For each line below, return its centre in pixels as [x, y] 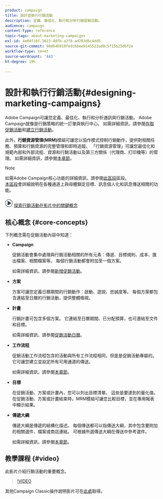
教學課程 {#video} [32, 459]
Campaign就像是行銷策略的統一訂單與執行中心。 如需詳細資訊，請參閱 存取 [80, 124]
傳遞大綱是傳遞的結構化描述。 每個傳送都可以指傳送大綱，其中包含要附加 [85, 425]
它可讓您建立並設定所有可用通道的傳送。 [52, 362]
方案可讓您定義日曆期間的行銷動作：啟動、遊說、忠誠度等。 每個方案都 [83, 292]
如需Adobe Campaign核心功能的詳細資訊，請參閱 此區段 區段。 [67, 178]
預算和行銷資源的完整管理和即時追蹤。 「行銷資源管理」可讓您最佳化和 [84, 146]
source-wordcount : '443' [30, 56]
